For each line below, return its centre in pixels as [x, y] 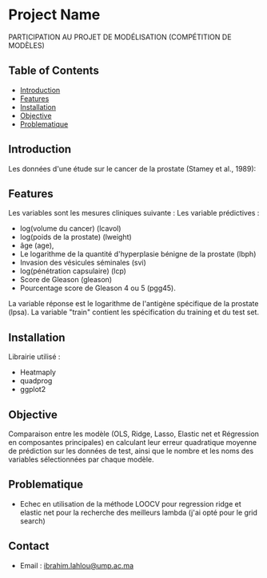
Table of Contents [54, 71]
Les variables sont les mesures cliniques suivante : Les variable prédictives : [134, 213]
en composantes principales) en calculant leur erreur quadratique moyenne [133, 442]
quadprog [36, 381]
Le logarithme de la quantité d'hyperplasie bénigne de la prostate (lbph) [138, 254]
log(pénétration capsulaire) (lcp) [73, 271]
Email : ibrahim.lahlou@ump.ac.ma [77, 565]
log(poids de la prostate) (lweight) [76, 237]
